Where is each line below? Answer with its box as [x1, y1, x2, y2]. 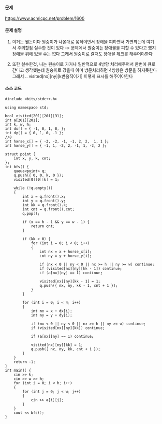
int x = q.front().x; [22, 194, 66, 199]
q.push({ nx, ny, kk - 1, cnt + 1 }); [39, 283, 118, 288]
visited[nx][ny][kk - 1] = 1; [39, 279, 101, 283]
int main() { [5, 368, 31, 373]
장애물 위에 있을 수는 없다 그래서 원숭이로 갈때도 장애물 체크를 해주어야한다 [12, 51, 153, 57]
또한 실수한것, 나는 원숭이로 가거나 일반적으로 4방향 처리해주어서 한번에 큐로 [12, 61, 156, 67]
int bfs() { [5, 164, 29, 169]
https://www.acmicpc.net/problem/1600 [5, 16, 85, 21]
